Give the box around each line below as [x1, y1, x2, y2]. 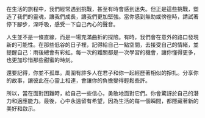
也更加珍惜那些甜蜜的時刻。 [6, 57, 76, 63]
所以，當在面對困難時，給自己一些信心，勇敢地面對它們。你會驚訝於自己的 [6, 90, 193, 97]
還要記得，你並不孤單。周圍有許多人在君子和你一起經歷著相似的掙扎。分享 [6, 69, 193, 76]
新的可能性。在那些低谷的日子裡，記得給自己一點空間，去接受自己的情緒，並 [6, 41, 199, 48]
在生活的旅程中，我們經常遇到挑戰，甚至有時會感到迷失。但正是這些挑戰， [6, 5, 193, 12]
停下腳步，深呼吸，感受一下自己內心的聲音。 [6, 21, 119, 27]
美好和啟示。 [6, 105, 38, 112]
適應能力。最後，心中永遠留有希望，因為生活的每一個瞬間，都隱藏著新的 [16, 97, 199, 105]
